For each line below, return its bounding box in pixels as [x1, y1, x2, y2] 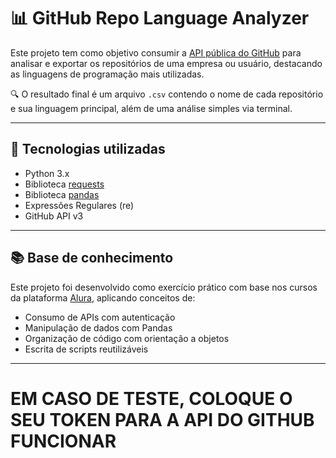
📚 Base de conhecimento [10, 250, 174, 267]
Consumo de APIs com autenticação [24, 311, 176, 323]
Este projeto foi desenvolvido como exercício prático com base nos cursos [10, 281, 318, 293]
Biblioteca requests [24, 178, 105, 190]
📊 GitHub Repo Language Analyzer [10, 7, 310, 30]
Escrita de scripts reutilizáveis [24, 343, 149, 355]
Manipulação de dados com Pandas [24, 321, 173, 334]
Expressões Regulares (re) [24, 199, 135, 211]
